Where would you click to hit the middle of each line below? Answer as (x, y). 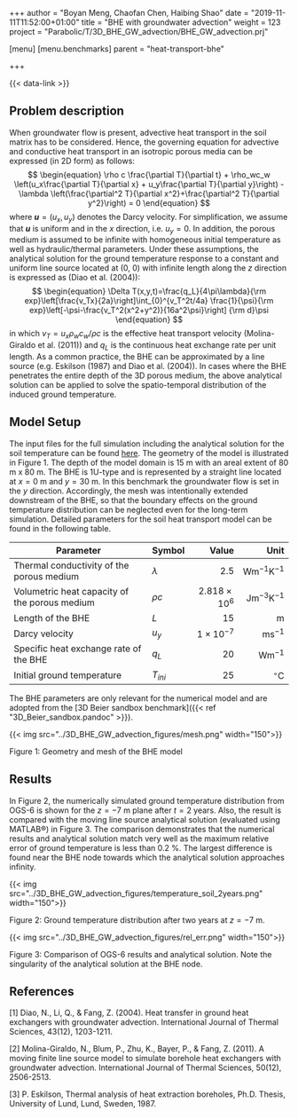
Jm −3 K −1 (265, 597)
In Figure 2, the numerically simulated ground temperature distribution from (147, 800)
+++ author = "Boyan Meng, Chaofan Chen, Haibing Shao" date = (129, 13)
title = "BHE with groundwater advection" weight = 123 (181, 22)
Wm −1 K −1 (263, 571)
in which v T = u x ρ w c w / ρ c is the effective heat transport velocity (125, 335)
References (42, 992)
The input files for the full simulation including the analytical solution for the (147, 444)
